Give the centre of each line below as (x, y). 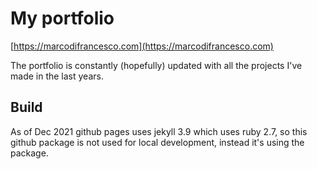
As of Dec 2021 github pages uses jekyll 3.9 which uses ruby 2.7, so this (159, 131)
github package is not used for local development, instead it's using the (157, 142)
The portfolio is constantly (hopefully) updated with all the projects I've (156, 65)
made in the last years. (57, 76)
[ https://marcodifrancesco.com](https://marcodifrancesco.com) (142, 46)
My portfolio (62, 18)
